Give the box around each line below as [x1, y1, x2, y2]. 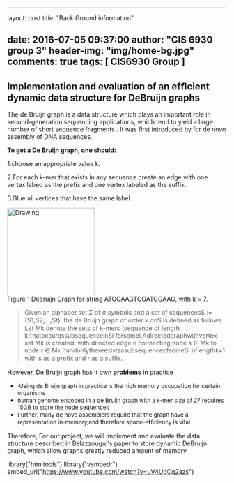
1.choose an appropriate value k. [7, 160, 101, 168]
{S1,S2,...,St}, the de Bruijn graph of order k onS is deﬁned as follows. [24, 316, 224, 325]
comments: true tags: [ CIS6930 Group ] [7, 56, 186, 68]
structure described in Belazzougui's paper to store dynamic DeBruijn [7, 439, 208, 447]
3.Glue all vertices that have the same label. [7, 194, 132, 202]
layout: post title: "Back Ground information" [7, 14, 134, 22]
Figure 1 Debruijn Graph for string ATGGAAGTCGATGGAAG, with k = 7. [7, 295, 208, 304]
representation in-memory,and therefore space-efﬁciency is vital [17, 418, 190, 426]
